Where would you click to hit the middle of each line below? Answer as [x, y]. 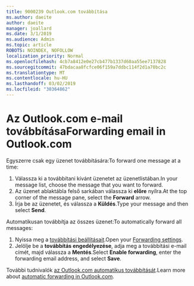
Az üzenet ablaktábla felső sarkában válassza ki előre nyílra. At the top [101, 191]
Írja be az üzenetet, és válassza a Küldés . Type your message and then [101, 204]
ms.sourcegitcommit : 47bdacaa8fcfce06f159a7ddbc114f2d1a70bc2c [86, 67]
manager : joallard [29, 28]
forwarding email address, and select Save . [68, 258]
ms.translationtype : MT [36, 73]
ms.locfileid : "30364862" [38, 89]
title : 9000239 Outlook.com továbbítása [57, 12]
